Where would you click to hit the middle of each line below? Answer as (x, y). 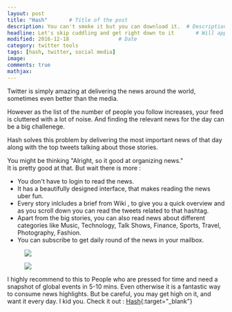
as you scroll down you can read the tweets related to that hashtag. (113, 211)
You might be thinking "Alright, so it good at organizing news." (95, 160)
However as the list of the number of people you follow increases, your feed (115, 112)
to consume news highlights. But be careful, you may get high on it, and (109, 293)
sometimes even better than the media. (63, 98)
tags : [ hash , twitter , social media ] (61, 52)
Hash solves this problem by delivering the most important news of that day (115, 139)
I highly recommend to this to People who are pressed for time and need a (113, 279)
